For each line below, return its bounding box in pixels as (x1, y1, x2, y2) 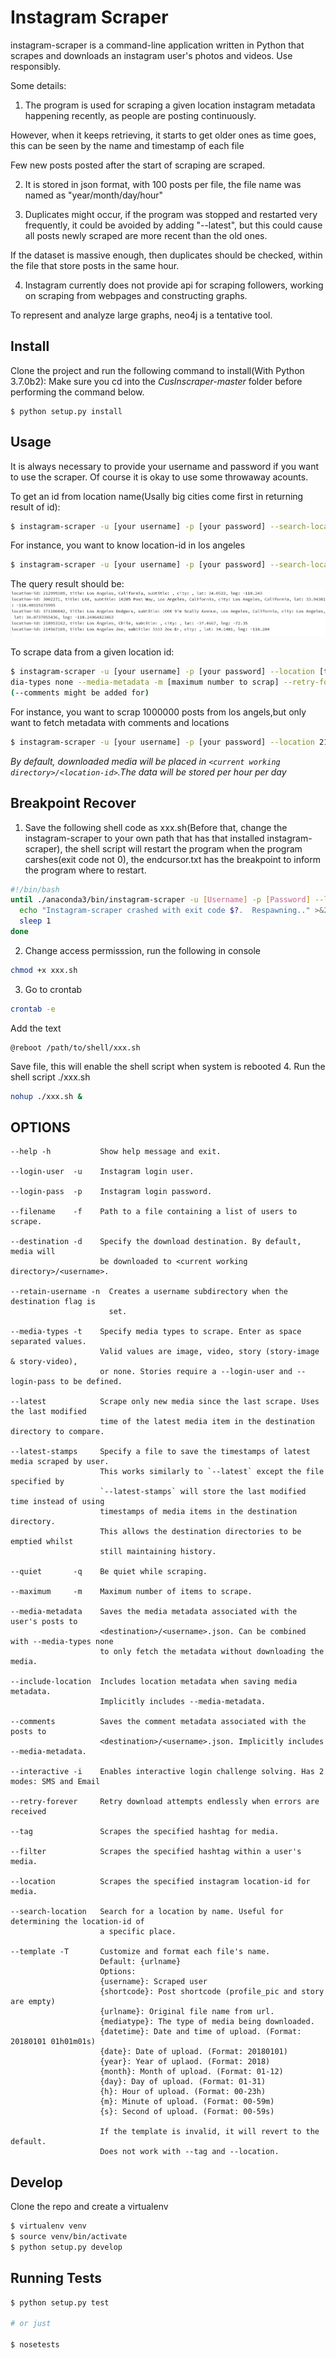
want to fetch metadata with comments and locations (10, 716, 230, 728)
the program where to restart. (24, 864, 147, 876)
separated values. (10, 1337, 87, 1347)
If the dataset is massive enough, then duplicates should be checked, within (10, 249, 323, 261)
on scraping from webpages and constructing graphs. (24, 289, 248, 301)
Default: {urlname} (99, 1957, 182, 1967)
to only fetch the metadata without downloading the (99, 1647, 325, 1657)
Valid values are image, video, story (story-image (99, 1347, 320, 1357)
